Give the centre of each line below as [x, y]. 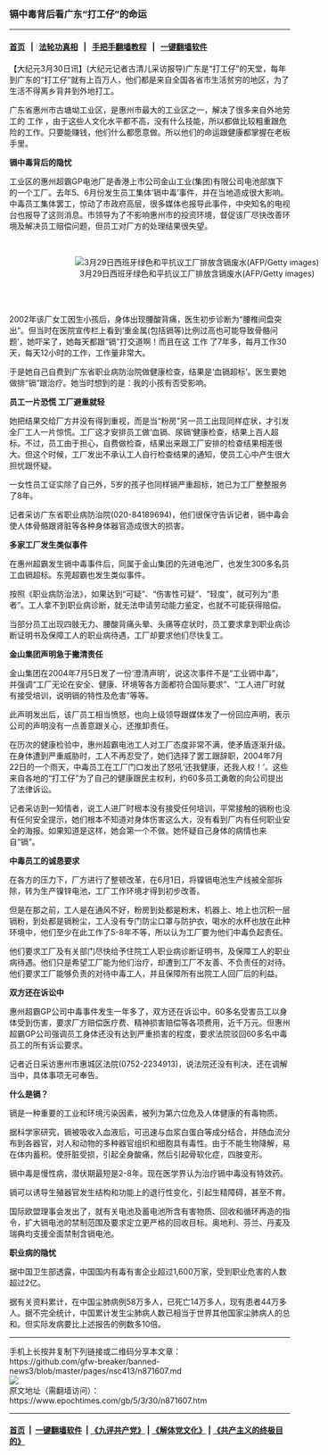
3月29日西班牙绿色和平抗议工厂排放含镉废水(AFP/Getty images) [197, 273]
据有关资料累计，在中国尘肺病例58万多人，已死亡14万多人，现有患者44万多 [148, 1301]
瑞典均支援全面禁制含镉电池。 [64, 1233]
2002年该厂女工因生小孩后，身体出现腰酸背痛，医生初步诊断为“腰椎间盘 [142, 319]
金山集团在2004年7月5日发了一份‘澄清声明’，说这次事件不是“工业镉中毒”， [146, 673]
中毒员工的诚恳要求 [45, 860]
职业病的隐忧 [33, 1252]
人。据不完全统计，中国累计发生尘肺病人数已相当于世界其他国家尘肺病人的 [146, 1313]
